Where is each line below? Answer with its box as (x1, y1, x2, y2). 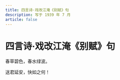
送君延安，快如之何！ (5, 69, 50, 75)
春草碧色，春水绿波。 (5, 58, 50, 64)
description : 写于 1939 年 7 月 (5, 12, 71, 17)
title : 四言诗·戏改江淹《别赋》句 (5, 7, 69, 13)
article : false (5, 17, 38, 22)
